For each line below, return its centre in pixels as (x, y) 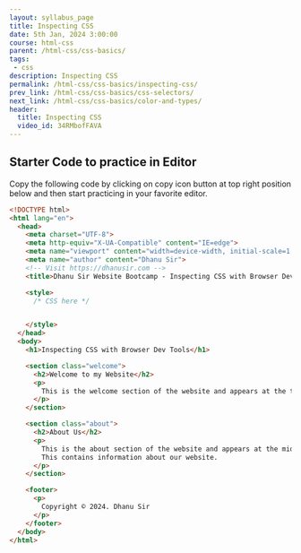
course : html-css (42, 43)
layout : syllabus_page (52, 17)
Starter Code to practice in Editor (103, 162)
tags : (19, 59)
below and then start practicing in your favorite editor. (108, 193)
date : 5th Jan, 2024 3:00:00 (64, 34)
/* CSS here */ (61, 301)
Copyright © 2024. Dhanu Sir (96, 507)
